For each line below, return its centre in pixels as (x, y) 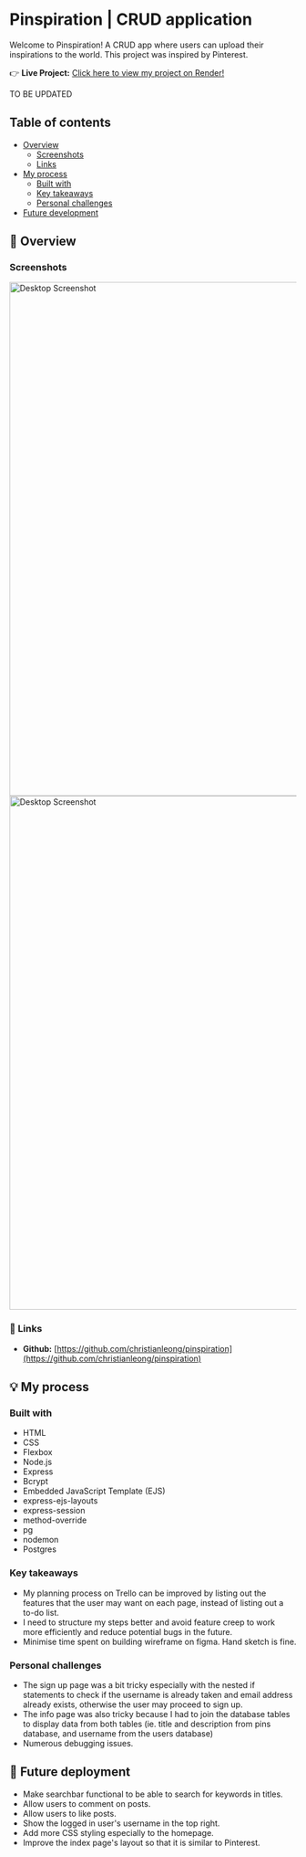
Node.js (37, 1462)
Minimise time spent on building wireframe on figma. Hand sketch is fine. (159, 1641)
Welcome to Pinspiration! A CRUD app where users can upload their (137, 45)
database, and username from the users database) (118, 1734)
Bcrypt (35, 1482)
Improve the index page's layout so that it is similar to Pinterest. (142, 1842)
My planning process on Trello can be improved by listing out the (144, 1593)
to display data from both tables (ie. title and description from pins (147, 1724)
